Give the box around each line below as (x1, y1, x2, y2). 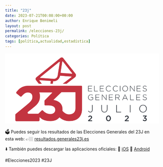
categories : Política (5, 34, 49, 39)
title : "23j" (5, 8, 32, 13)
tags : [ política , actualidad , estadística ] (5, 39, 91, 44)
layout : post (5, 24, 32, 28)
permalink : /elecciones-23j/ (5, 28, 64, 34)
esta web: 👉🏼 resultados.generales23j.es (5, 136, 89, 142)
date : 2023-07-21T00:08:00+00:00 (5, 13, 73, 18)
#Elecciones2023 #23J (5, 157, 52, 164)
